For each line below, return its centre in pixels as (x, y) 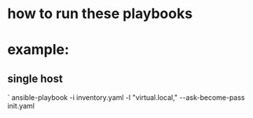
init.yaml (21, 106)
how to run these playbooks (100, 14)
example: (38, 50)
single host (35, 78)
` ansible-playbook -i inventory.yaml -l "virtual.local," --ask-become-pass (126, 98)
